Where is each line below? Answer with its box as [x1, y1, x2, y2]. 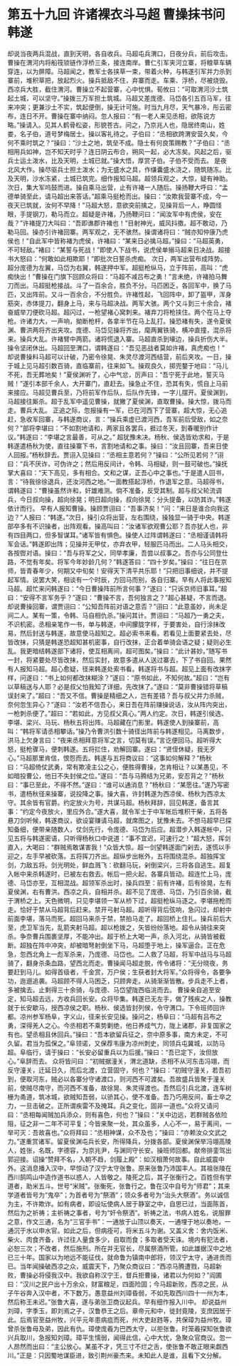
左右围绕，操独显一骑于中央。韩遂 [130, 513, 231, 521]
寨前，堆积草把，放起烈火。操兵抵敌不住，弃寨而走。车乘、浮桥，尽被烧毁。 [7, 76, 232, 84]
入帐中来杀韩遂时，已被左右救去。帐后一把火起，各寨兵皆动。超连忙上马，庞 [7, 870, 232, 878]
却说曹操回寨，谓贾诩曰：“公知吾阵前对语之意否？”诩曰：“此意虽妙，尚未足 [7, 602, 228, 611]
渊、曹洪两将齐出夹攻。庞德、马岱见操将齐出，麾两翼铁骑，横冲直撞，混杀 [7, 325, 225, 334]
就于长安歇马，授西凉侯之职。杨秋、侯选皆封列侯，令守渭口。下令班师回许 [7, 1003, 225, 1011]
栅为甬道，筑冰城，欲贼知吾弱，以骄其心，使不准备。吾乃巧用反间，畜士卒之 [7, 1092, 232, 1101]
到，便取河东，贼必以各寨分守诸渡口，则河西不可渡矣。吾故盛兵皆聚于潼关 [7, 1074, 225, 1083]
